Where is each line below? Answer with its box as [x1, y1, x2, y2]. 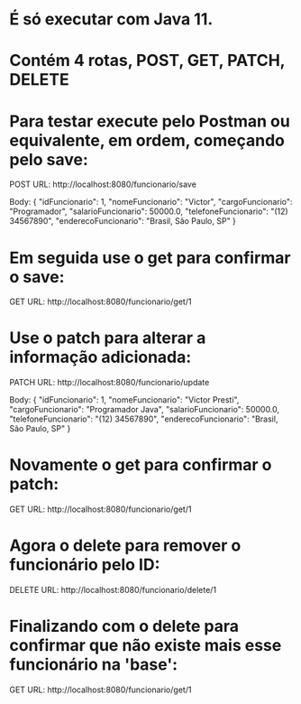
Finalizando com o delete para [9, 616, 240, 636]
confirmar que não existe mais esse [9, 635, 282, 656]
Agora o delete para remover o [9, 535, 242, 556]
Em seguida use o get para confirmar [9, 247, 291, 268]
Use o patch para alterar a [9, 328, 206, 348]
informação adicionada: [9, 347, 192, 367]
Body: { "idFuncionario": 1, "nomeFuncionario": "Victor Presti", [9, 394, 240, 405]
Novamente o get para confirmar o [9, 455, 272, 476]
